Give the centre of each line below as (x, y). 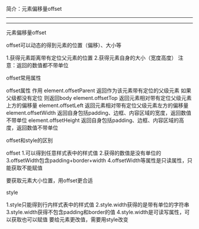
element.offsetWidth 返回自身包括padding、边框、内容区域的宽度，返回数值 (99, 113)
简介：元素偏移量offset (34, 9)
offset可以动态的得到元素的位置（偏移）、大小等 (64, 45)
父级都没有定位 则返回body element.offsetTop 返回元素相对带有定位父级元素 (99, 98)
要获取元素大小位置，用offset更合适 (50, 181)
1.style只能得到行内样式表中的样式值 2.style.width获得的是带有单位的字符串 (98, 205)
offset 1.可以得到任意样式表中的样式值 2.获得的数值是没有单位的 (84, 153)
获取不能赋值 (27, 168)
